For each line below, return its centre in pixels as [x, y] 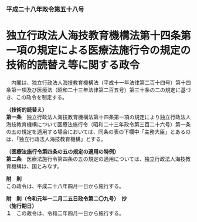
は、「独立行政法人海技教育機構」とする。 [56, 139]
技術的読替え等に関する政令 [73, 65]
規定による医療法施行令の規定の [114, 51]
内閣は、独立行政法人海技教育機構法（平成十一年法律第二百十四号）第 [96, 82]
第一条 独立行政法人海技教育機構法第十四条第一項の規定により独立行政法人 [98, 117]
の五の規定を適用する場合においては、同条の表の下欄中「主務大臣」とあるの [98, 132]
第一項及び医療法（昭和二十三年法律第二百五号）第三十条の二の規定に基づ [101, 90]
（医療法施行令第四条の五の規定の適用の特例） [62, 152]
